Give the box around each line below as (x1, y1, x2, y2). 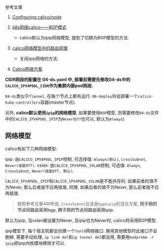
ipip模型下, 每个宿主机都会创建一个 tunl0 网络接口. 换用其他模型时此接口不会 (5, 228, 158, 234)
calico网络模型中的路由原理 (12, 45, 68, 51)
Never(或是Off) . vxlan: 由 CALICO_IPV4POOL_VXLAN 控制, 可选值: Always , (5, 162, 141, 168)
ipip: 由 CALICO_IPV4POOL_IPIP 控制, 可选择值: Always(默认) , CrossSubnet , (5, 156, 147, 162)
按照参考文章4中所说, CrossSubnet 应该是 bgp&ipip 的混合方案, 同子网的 (17, 201, 157, 207)
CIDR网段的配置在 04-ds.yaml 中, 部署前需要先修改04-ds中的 (5, 77, 131, 82)
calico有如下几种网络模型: (5, 146, 57, 152)
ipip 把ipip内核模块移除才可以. (5, 240, 66, 246)
